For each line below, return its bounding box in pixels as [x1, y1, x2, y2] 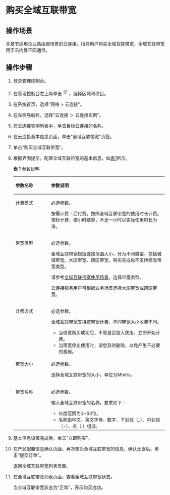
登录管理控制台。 [13, 78, 49, 84]
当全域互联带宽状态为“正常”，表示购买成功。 [13, 484, 106, 490]
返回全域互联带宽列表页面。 [13, 463, 71, 469]
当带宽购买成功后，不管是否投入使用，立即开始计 [58, 330, 160, 336]
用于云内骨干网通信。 [6, 47, 50, 53]
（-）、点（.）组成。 [58, 423, 100, 429]
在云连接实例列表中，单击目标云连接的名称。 [13, 123, 106, 129]
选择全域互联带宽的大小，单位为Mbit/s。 [50, 372, 135, 378]
